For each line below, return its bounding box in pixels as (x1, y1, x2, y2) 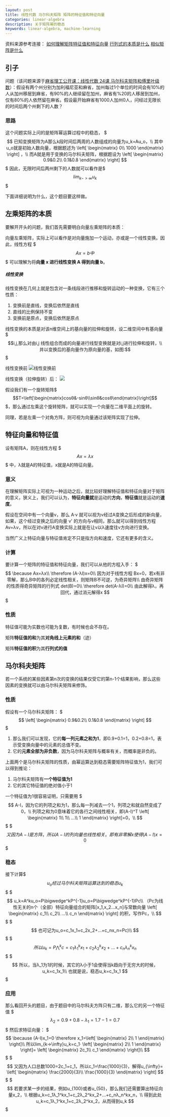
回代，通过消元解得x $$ (60, 589, 110, 596)
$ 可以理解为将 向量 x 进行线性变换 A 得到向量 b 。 (5, 259, 108, 265)
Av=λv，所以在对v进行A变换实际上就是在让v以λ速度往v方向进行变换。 (5, 524, 152, 530)
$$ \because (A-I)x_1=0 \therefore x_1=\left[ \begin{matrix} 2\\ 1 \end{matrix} (6, 1035, 164, 1041)
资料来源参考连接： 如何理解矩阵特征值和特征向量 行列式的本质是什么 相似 (5, 41, 160, 47)
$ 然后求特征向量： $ (5, 1027, 49, 1033)
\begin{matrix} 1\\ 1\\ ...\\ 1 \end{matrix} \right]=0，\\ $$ (27, 815, 143, 821)
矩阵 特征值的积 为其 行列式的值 (5, 645, 67, 651)
